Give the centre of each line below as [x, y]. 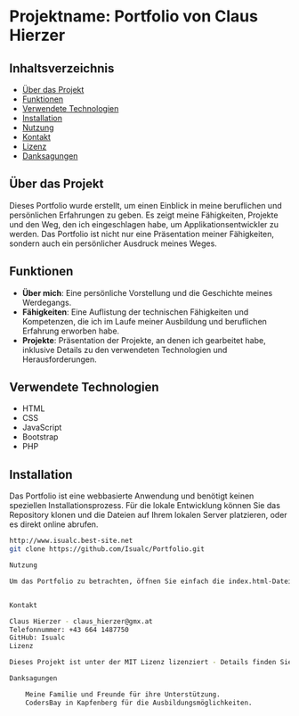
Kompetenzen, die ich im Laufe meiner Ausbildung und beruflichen [144, 321]
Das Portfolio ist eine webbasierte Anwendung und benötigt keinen [132, 496]
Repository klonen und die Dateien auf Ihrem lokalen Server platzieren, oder [148, 515]
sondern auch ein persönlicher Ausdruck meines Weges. [113, 243]
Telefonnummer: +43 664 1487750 [69, 630]
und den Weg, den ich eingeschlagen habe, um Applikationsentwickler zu [144, 224]
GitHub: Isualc [37, 638]
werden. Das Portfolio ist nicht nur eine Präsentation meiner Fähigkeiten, [141, 234]
